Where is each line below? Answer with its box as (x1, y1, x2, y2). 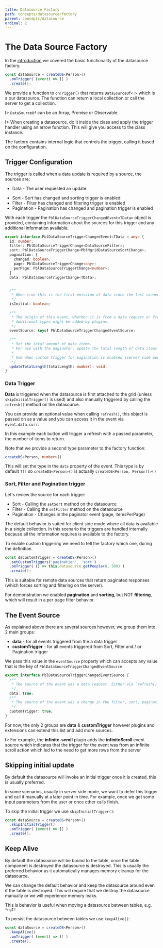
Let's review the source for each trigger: (5, 491, 86, 498)
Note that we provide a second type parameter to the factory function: (5, 445, 146, 451)
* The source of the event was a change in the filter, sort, (11, 700, 140, 705)
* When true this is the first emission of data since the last (11, 292, 145, 298)
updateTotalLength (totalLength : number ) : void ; (9, 364, 108, 369)
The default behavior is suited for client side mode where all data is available (5, 520, 158, 527)
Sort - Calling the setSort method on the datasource (12, 501, 117, 507)
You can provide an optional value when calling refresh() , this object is (5, 411, 148, 416)
